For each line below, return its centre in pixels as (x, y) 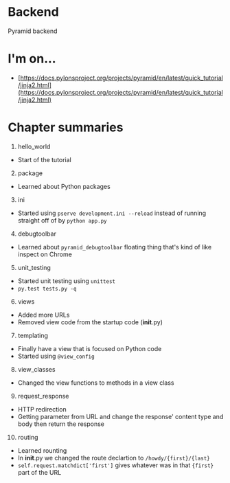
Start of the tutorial (44, 159)
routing (28, 437)
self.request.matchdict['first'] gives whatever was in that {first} (116, 465)
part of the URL (39, 472)
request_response (43, 396)
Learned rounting (42, 450)
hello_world (34, 146)
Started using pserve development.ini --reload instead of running (112, 213)
